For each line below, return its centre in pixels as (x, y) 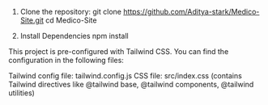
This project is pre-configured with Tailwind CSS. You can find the (119, 51)
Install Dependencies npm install (74, 36)
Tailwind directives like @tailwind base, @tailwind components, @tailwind (131, 84)
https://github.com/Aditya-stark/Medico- (191, 12)
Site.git (32, 20)
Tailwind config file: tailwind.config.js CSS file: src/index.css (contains (125, 76)
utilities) (21, 93)
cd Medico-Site (71, 20)
